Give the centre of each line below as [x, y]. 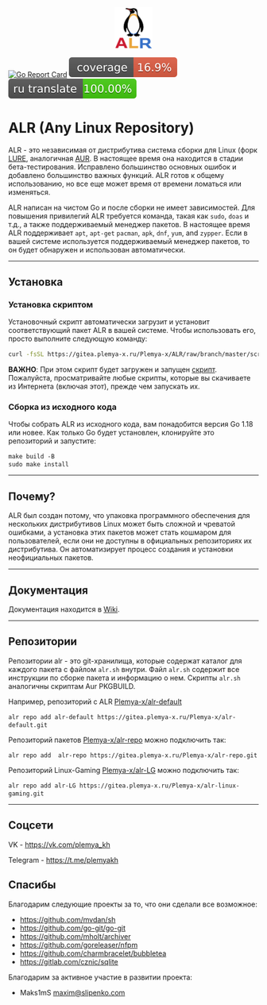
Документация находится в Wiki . [64, 609]
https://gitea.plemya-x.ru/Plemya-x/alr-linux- [159, 786]
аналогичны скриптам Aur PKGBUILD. [72, 686]
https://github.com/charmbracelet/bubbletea [93, 953]
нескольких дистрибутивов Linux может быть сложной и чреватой [122, 524]
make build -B [32, 457]
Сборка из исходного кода [62, 407]
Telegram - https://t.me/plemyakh [64, 860]
